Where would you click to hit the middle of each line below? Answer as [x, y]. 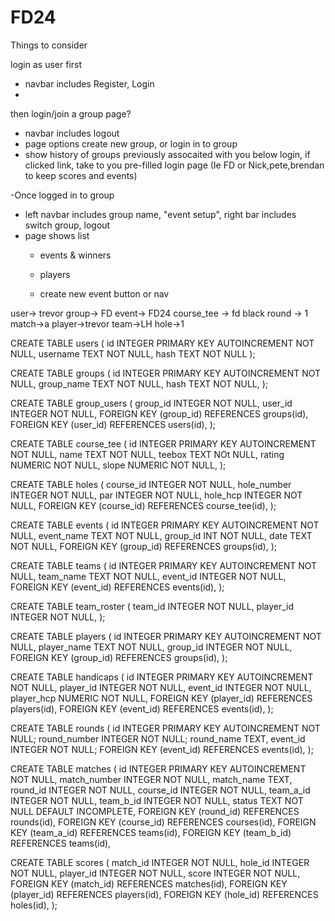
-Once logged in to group [62, 195]
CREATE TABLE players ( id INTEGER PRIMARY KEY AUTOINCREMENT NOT [166, 636]
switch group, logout [67, 225]
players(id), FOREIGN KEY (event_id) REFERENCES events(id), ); [142, 708]
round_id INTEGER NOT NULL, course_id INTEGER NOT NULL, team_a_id [160, 790]
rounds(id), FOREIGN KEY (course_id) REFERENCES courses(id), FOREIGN [163, 822]
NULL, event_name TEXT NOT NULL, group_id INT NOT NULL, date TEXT [161, 535]
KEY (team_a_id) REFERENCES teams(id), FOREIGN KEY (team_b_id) [151, 832]
